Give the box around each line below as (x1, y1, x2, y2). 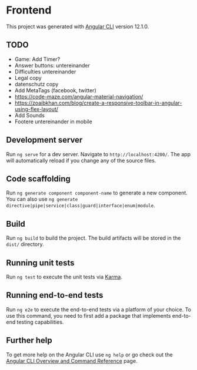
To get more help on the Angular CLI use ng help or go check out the (6, 351, 173, 358)
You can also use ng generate (6, 196, 78, 203)
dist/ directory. (6, 241, 44, 248)
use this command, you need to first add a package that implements (6, 312, 171, 319)
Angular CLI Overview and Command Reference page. (6, 357, 138, 364)
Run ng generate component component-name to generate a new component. (6, 189, 188, 197)
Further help (6, 335, 53, 345)
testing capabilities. (16, 318, 64, 325)
